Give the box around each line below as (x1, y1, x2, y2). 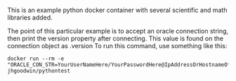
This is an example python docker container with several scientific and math (7, 6, 228, 14)
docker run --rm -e (7, 55, 65, 62)
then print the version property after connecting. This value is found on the (7, 34, 223, 43)
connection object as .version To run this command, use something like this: (7, 42, 228, 50)
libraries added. (7, 13, 53, 22)
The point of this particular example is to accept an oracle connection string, (7, 27, 229, 35)
